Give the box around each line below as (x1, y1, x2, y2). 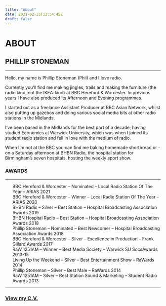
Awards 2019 (12, 209, 39, 215)
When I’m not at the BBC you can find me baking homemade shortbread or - (5, 145, 161, 151)
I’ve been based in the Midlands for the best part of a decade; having (5, 124, 146, 131)
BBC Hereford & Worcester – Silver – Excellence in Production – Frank (12, 235, 154, 242)
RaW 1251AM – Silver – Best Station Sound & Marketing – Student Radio (12, 272, 157, 278)
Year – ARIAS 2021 (12, 189, 50, 194)
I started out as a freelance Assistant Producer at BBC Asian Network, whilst (5, 105, 161, 111)
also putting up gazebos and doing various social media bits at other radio (5, 110, 156, 116)
